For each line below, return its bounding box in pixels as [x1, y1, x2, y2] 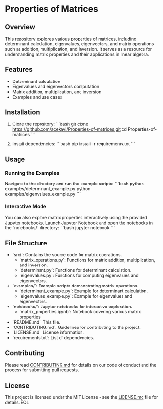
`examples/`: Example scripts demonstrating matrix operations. [12, 283, 139, 289]
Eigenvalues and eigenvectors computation [12, 83, 100, 89]
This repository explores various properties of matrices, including [5, 36, 137, 41]
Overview [5, 23, 36, 31]
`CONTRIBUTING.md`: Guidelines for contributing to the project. [12, 325, 141, 330]
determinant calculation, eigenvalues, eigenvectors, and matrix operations [5, 41, 154, 47]
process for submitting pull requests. [5, 367, 79, 373]
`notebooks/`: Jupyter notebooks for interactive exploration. [12, 304, 133, 309]
